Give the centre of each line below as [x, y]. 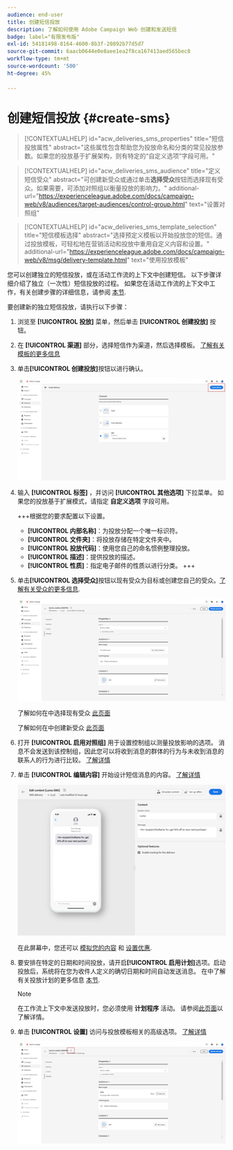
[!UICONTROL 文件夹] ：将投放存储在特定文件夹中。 [101, 540]
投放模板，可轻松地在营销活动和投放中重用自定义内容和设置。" [120, 244]
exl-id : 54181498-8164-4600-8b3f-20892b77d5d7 [76, 44]
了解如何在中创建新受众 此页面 [61, 728]
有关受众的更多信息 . [52, 589]
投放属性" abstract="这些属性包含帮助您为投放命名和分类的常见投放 [121, 147]
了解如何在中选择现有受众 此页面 [64, 713]
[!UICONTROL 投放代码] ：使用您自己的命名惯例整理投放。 [111, 548]
